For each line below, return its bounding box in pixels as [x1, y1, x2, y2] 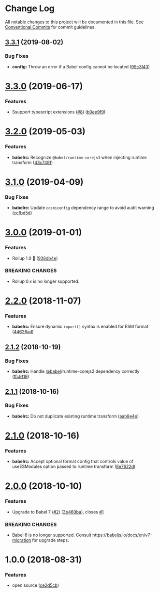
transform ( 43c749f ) [12, 160, 53, 165]
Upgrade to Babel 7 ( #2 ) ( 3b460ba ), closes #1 [12, 509, 104, 514]
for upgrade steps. [32, 537, 69, 543]
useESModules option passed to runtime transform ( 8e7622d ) [12, 464, 136, 469]
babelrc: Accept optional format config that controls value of [12, 459, 134, 465]
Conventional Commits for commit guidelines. [5, 24, 96, 30]
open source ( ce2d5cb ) [12, 582, 59, 588]
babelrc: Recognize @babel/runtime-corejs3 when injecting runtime [12, 154, 147, 160]
